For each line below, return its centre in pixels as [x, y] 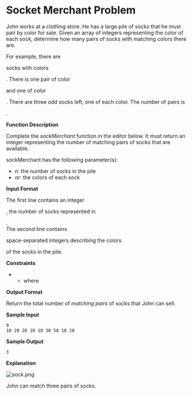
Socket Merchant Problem [71, 10]
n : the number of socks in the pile [55, 171]
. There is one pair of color [38, 79]
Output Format [24, 292]
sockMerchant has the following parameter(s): [62, 159]
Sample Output [25, 341]
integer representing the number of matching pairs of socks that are [88, 142]
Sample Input [23, 315]
